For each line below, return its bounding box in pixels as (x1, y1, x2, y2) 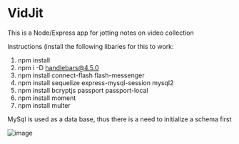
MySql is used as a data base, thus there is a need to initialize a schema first (7, 115, 232, 123)
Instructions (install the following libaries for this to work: (7, 42, 174, 50)
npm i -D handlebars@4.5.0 (17, 63, 99, 72)
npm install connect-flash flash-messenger (17, 71, 145, 79)
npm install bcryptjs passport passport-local (17, 86, 148, 94)
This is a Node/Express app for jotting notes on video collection (7, 28, 194, 37)
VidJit (7, 5, 44, 21)
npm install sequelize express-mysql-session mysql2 (17, 78, 174, 87)
